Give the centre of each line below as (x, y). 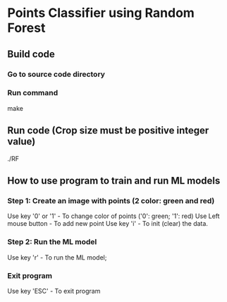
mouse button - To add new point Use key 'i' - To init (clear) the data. (108, 224)
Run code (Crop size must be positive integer (108, 131)
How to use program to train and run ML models (114, 181)
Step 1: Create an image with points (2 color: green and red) (111, 200)
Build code (31, 54)
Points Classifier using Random (101, 13)
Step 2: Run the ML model (52, 242)
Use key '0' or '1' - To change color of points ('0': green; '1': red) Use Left (114, 216)
